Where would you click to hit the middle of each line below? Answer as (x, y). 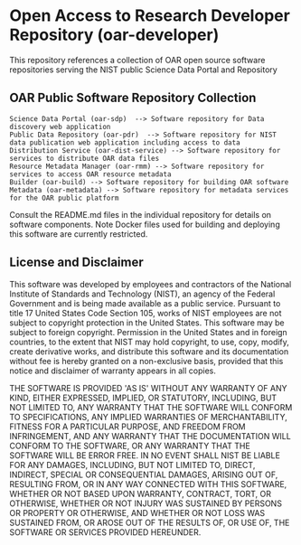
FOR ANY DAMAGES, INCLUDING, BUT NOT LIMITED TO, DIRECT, (132, 465)
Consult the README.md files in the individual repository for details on (141, 214)
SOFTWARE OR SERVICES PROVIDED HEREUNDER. (105, 532)
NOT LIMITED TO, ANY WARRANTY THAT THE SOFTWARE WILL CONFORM (151, 407)
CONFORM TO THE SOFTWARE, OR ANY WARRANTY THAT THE (130, 446)
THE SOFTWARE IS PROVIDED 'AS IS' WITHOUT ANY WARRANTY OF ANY (148, 388)
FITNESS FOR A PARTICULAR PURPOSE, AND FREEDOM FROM (127, 427)
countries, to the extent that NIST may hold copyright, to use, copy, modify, (149, 342)
